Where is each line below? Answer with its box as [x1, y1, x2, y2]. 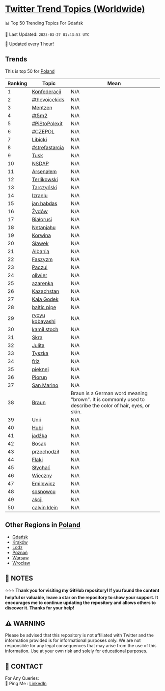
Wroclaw [12, 560, 30, 566]
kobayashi [31, 318, 55, 325]
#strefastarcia [31, 144, 64, 151]
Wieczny [31, 472, 53, 479]
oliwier [31, 272, 48, 279]
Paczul [31, 264, 48, 271]
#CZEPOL [31, 128, 55, 135]
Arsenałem [31, 168, 57, 175]
